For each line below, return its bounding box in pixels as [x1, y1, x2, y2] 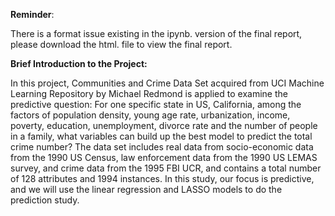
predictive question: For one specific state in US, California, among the [10, 99, 302, 110]
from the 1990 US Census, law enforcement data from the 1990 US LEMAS [10, 152, 318, 163]
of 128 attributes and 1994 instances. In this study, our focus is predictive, [10, 173, 315, 184]
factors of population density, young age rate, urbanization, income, [10, 109, 291, 121]
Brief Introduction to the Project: [10, 58, 148, 69]
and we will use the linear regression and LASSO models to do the [10, 184, 283, 195]
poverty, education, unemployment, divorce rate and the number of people [10, 120, 318, 131]
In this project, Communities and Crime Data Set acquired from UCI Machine [10, 77, 325, 89]
